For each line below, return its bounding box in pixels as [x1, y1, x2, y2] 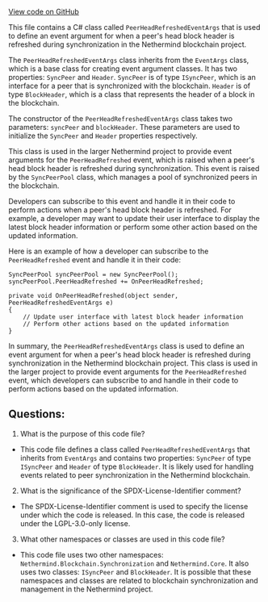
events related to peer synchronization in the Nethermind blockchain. [19, 470, 250, 479]
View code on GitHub [8, 7, 79, 16]
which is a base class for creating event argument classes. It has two [8, 64, 238, 73]
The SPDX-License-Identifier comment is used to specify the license [19, 501, 249, 511]
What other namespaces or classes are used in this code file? [19, 534, 225, 544]
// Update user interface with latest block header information [23, 313, 244, 321]
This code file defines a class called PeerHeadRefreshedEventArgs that [19, 444, 250, 454]
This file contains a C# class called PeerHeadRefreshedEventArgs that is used [8, 23, 261, 31]
